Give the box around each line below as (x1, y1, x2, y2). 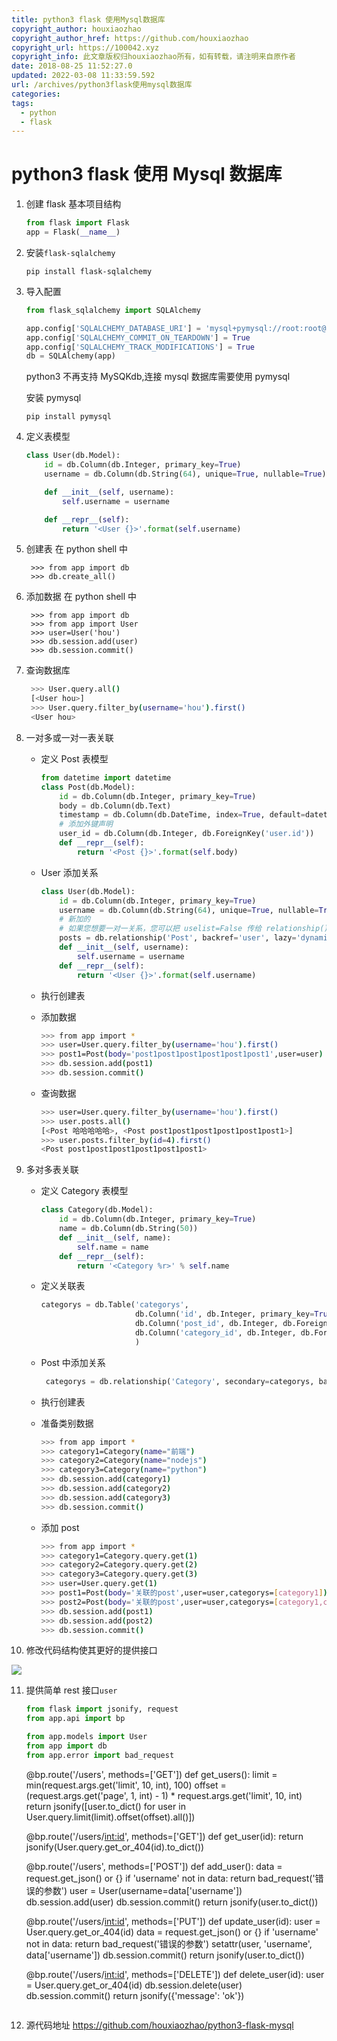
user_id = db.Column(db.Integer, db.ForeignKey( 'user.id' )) (59, 829, 315, 839)
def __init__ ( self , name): (59, 1232, 172, 1243)
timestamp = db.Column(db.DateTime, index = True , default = (59, 810, 306, 820)
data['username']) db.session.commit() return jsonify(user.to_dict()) (25, 1949, 305, 1961)
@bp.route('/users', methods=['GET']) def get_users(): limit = (25, 1768, 278, 1780)
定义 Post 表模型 (40, 752, 109, 765)
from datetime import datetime (40, 772, 172, 783)
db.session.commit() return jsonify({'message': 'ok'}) (25, 1989, 245, 2001)
